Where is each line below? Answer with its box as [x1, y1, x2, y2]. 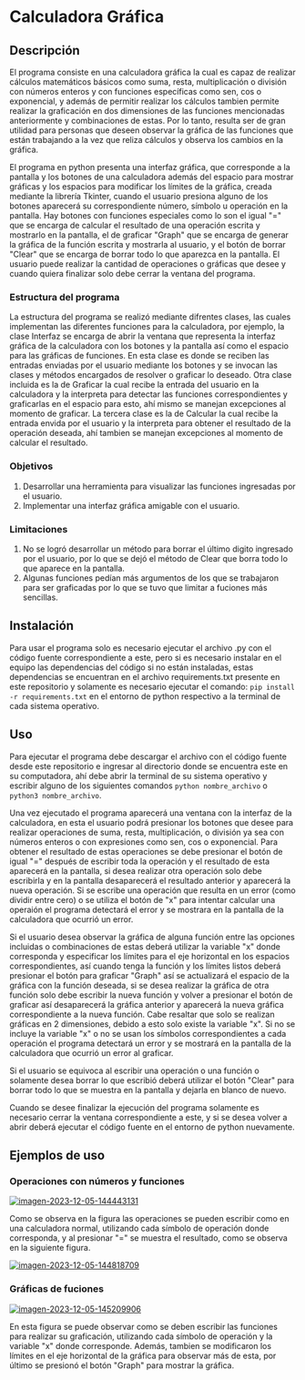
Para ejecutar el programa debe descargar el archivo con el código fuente [9, 751, 287, 762]
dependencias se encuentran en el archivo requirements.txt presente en [9, 671, 280, 682]
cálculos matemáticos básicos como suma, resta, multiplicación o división [9, 76, 287, 87]
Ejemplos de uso [9, 1147, 106, 1162]
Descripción [9, 43, 80, 58]
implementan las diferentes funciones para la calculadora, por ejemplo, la [9, 321, 285, 332]
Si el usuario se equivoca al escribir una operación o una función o [9, 1065, 259, 1076]
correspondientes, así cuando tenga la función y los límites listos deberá [9, 960, 281, 971]
